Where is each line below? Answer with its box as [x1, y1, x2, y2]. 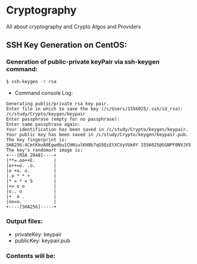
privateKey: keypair [14, 230, 62, 237]
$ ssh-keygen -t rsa [6, 78, 57, 84]
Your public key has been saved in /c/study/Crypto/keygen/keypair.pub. [6, 131, 189, 137]
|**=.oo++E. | [6, 157, 57, 163]
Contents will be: [6, 252, 56, 260]
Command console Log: [14, 89, 73, 96]
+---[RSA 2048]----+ [6, 152, 57, 158]
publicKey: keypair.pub [14, 237, 71, 244]
